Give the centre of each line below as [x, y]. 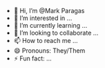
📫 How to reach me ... [46, 41]
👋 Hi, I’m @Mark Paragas [49, 11]
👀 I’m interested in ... [43, 18]
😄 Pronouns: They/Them [49, 51]
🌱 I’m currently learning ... [50, 25]
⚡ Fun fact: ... [32, 58]
